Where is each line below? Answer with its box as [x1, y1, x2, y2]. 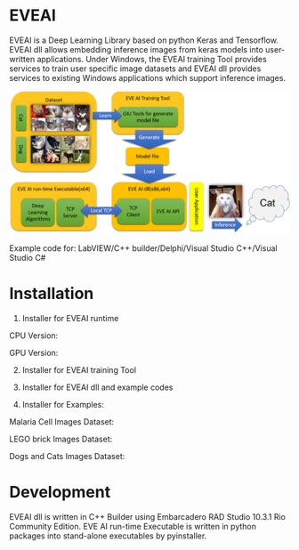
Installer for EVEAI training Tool [21, 365, 136, 376]
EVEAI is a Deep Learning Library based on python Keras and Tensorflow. [9, 35, 279, 45]
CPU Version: [9, 330, 59, 341]
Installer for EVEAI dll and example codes [21, 382, 174, 392]
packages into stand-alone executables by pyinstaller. [9, 530, 207, 541]
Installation [9, 284, 94, 303]
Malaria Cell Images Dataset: [9, 417, 115, 427]
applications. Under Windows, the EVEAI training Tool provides [36, 53, 267, 64]
